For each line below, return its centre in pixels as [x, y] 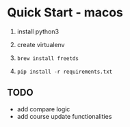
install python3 [38, 31]
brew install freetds [48, 58]
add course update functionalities [64, 116]
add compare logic [43, 109]
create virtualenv [41, 44]
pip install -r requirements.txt [65, 72]
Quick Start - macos [65, 13]
